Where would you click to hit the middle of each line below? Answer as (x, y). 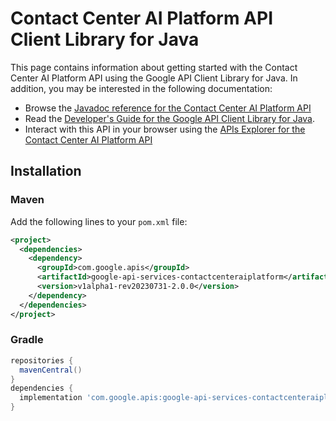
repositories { (42, 360)
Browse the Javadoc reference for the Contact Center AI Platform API (168, 108)
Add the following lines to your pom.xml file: (99, 221)
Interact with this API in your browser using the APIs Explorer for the (165, 129)
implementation (51, 398)
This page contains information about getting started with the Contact (154, 67)
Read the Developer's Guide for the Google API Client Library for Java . (170, 118)
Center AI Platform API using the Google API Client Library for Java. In (154, 78)
